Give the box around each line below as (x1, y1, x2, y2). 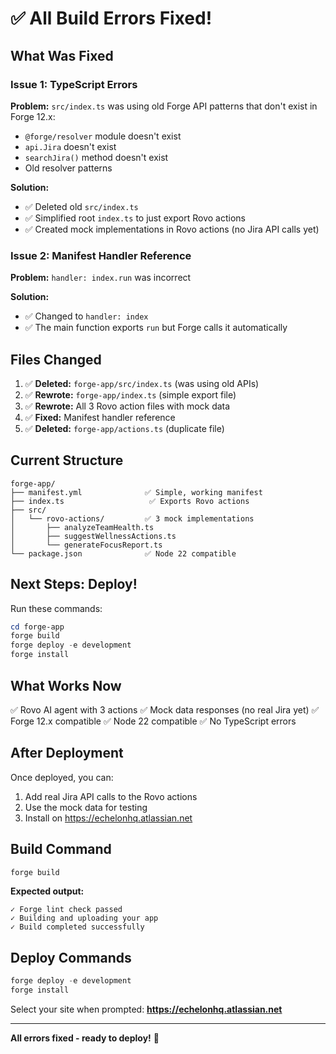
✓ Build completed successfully (10, 922, 145, 932)
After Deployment (10, 745, 124, 762)
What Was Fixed (10, 47, 114, 64)
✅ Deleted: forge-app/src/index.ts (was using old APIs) (24, 377, 260, 389)
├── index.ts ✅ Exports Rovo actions (10, 496, 250, 506)
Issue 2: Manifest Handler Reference (10, 248, 192, 262)
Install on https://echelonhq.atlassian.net (24, 812, 193, 824)
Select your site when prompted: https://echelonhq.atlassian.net (10, 1003, 283, 1015)
